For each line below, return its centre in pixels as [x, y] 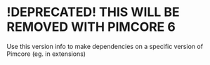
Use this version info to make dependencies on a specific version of [105, 46]
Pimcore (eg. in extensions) [46, 54]
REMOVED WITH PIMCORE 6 [91, 27]
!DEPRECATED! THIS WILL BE [93, 12]
